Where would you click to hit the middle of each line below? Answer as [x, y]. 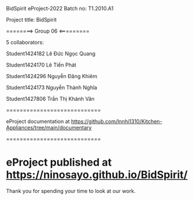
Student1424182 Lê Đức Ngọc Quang [51, 54]
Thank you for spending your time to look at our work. [71, 191]
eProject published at [59, 162]
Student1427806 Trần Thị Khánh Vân [50, 99]
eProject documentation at [38, 121]
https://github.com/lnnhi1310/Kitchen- [117, 121]
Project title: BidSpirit [31, 20]
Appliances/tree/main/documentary [49, 127]
